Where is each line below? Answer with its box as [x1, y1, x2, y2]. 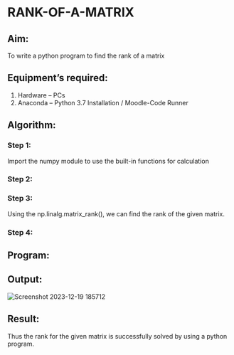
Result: [7, 313, 40, 325]
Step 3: [7, 194, 33, 203]
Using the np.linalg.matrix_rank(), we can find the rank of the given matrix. [7, 209, 225, 218]
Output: [7, 273, 43, 285]
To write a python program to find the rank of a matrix [7, 51, 165, 60]
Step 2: [7, 174, 33, 184]
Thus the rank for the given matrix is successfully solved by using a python [7, 332, 228, 340]
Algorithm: [7, 119, 56, 132]
